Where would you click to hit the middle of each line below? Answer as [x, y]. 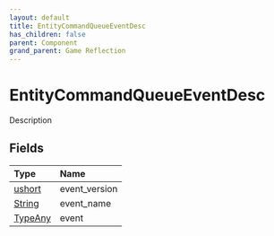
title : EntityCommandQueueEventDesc [77, 26]
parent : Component [43, 43]
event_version [89, 188]
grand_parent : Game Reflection [68, 51]
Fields [27, 149]
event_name [86, 203]
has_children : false [48, 34]
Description [30, 120]
